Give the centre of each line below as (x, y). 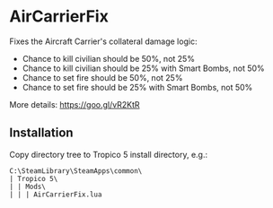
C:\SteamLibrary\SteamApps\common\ (76, 171)
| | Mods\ (28, 186)
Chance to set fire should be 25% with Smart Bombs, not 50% (137, 87)
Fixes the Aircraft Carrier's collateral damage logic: (103, 41)
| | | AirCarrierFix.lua (56, 195)
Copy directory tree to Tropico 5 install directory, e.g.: (109, 154)
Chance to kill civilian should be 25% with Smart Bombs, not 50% (143, 68)
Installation (41, 133)
